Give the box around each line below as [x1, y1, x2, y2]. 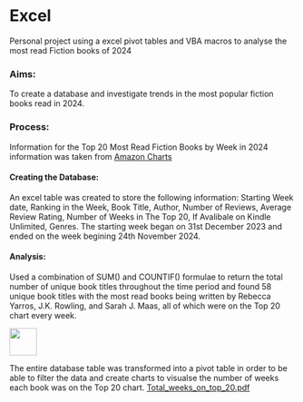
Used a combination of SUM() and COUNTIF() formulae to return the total [9, 271, 283, 282]
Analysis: [9, 251, 46, 262]
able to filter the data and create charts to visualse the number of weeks [9, 372, 279, 383]
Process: [9, 121, 50, 133]
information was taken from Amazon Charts [9, 151, 172, 162]
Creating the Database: [9, 172, 100, 182]
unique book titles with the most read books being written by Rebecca [9, 290, 271, 301]
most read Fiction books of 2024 [9, 44, 132, 55]
